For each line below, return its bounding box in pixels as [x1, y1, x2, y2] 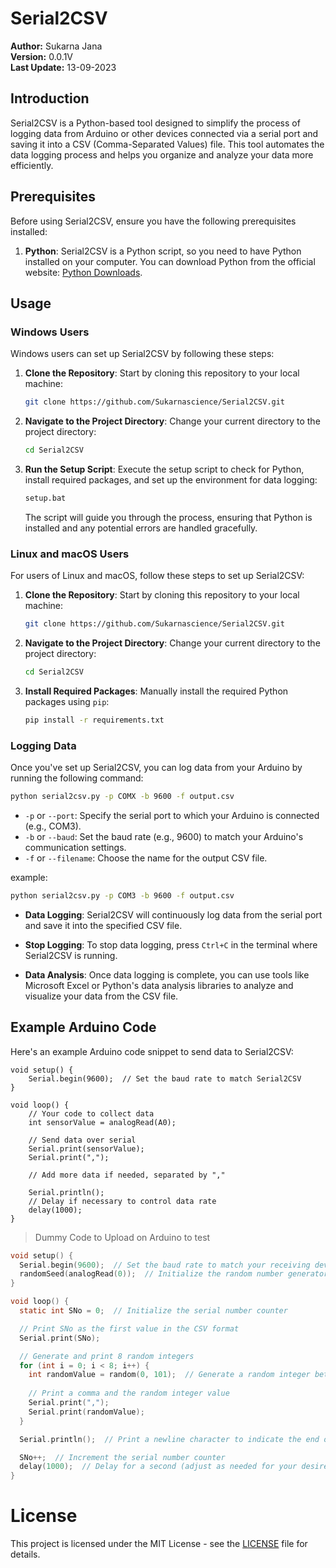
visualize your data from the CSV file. [24, 990, 179, 1002]
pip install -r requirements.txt [24, 715, 165, 725]
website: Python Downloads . [24, 266, 143, 278]
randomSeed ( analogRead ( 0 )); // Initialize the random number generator [19, 1269, 329, 1279]
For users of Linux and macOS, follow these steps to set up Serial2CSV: [10, 570, 305, 582]
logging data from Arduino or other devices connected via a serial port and [10, 127, 319, 139]
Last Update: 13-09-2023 [10, 61, 117, 73]
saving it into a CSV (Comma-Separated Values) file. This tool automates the [10, 138, 325, 150]
